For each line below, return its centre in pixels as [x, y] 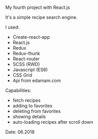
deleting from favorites [37, 111]
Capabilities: [18, 90]
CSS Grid [22, 75]
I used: [13, 27]
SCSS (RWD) [26, 64]
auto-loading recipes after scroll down [53, 122]
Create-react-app [31, 37]
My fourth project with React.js [38, 7]
